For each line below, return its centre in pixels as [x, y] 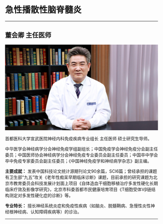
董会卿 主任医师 [28, 35]
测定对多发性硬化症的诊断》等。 [41, 195]
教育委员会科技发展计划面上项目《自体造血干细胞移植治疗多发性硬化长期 [86, 183]
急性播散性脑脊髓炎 [43, 10]
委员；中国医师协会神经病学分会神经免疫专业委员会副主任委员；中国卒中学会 [81, 155]
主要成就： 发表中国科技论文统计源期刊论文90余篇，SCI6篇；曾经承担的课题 [81, 171]
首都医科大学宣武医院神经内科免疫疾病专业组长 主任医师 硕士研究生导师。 [78, 139]
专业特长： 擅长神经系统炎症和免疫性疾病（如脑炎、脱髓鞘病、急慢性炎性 [78, 206]
